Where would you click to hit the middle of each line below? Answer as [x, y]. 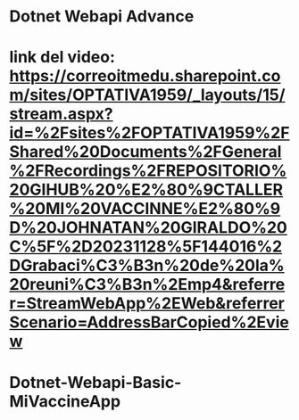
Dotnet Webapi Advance [102, 16]
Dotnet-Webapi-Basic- [96, 382]
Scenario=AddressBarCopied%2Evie [149, 322]
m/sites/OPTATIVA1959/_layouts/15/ [147, 95]
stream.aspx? [61, 114]
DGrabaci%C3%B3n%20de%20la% [147, 266]
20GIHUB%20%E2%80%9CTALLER [146, 190]
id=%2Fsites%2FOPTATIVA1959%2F [149, 133]
